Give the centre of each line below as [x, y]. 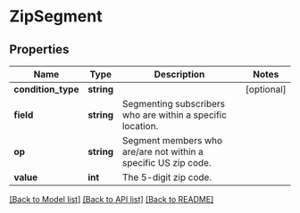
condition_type [46, 89]
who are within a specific [175, 115]
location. [140, 126]
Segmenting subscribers [174, 104]
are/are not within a [162, 152]
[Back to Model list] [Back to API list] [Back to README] [112, 199]
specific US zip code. [167, 163]
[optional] [266, 89]
